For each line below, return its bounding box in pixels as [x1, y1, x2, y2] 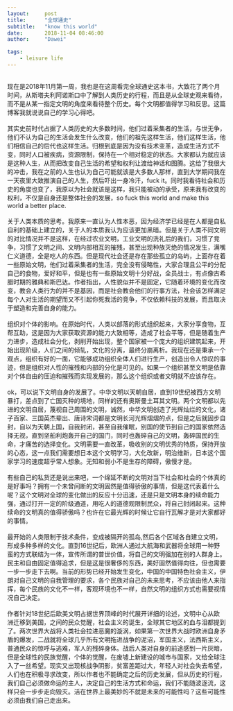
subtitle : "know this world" [7, 23, 98, 30]
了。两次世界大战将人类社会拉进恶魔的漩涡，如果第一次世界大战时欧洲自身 [7, 626, 220, 635]
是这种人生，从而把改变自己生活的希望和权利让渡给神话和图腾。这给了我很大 [7, 159, 226, 167]
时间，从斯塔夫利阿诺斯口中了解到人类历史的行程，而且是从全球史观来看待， [7, 91, 226, 99]
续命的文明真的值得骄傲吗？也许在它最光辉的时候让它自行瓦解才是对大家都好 [7, 508, 226, 516]
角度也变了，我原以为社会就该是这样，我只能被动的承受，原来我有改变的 [19, 185, 226, 193]
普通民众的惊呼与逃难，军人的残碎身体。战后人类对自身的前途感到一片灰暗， [7, 644, 226, 652]
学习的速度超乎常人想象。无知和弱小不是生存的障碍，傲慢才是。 [12, 457, 196, 465]
